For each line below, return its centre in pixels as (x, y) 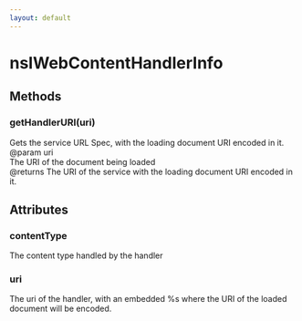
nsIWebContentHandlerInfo (116, 62)
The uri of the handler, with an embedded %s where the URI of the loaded (148, 299)
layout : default (40, 18)
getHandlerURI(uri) (52, 122)
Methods (36, 97)
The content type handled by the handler (86, 255)
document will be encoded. (61, 309)
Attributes (39, 209)
